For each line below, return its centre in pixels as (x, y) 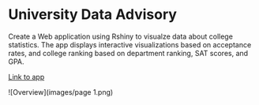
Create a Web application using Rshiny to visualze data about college (120, 36)
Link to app (26, 77)
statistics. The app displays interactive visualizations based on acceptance (130, 44)
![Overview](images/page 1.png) (61, 92)
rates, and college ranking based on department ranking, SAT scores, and (128, 53)
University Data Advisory (93, 15)
